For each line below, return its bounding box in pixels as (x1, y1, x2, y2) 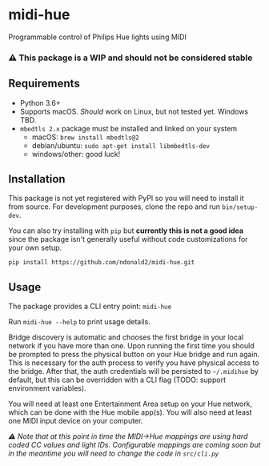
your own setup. (8, 243, 62, 253)
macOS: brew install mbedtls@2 (31, 132, 139, 142)
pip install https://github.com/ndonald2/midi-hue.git (8, 259, 195, 267)
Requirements (8, 77, 80, 90)
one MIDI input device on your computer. (8, 416, 143, 426)
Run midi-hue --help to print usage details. (8, 317, 151, 327)
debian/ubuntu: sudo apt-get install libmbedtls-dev (31, 140, 211, 150)
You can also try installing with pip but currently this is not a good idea (8, 226, 244, 235)
